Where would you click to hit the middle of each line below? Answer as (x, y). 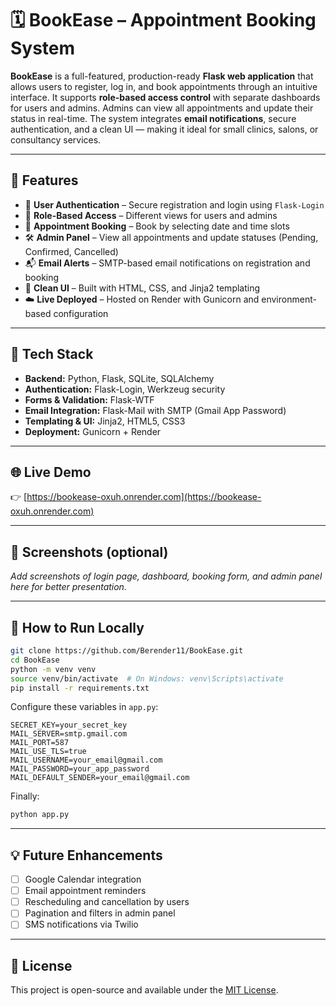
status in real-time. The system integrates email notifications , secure (153, 118)
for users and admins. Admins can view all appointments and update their (162, 108)
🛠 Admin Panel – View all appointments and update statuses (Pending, (171, 237)
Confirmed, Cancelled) (71, 251)
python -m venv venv (53, 669)
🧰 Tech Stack (52, 354)
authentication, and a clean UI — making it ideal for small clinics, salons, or (164, 129)
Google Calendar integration (83, 879)
